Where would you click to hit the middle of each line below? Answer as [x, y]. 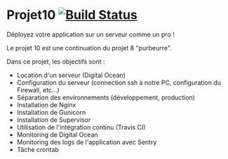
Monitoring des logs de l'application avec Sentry [87, 142]
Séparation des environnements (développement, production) [106, 97]
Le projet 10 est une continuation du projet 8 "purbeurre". [89, 48]
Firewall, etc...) [38, 90]
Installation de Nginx [46, 104]
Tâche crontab [38, 149]
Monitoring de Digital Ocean [58, 134]
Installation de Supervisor [54, 120]
